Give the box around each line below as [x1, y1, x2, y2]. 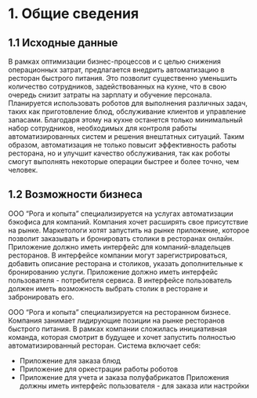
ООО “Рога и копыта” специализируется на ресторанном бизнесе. [8, 307, 231, 316]
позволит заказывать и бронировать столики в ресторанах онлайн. [8, 233, 235, 243]
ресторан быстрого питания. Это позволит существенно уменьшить [8, 74, 237, 82]
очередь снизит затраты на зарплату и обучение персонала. [8, 90, 212, 99]
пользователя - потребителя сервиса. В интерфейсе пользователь [8, 276, 233, 285]
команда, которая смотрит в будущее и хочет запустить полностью [8, 332, 237, 341]
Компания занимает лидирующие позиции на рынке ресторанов [8, 316, 225, 325]
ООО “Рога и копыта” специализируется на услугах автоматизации [8, 209, 233, 218]
